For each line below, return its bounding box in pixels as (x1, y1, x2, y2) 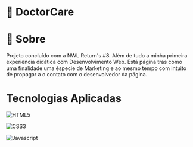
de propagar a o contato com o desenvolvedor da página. (6, 71, 148, 78)
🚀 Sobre (6, 33, 46, 46)
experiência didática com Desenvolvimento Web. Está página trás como (6, 59, 183, 66)
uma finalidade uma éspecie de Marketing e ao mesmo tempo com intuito (6, 65, 186, 72)
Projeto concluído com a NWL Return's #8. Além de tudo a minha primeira (6, 52, 188, 59)
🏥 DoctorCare (6, 5, 74, 19)
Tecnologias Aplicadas (6, 92, 122, 106)
